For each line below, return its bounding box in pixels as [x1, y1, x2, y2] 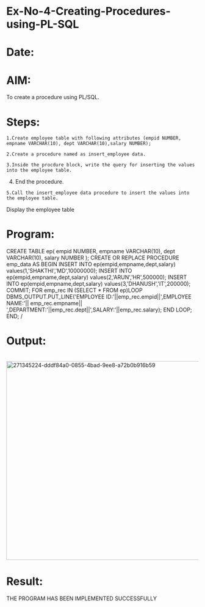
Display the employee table [6, 206, 75, 214]
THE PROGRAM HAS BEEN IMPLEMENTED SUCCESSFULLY [6, 595, 157, 602]
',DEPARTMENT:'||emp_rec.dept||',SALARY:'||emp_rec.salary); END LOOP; [6, 306, 192, 313]
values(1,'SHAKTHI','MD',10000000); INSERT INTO [6, 267, 132, 275]
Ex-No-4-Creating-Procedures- [6, 4, 171, 18]
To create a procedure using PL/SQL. [6, 94, 99, 101]
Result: [6, 575, 43, 589]
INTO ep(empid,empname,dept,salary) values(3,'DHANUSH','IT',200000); [6, 280, 191, 288]
